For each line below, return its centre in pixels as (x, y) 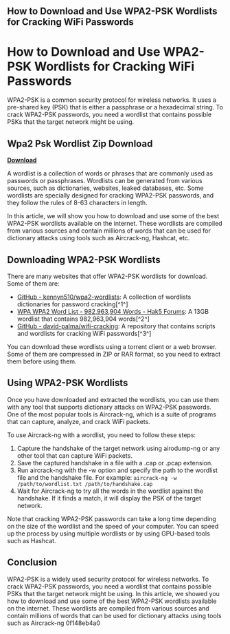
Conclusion (32, 563)
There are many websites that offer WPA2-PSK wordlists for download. (107, 276)
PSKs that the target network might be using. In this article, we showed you (113, 593)
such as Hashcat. (32, 540)
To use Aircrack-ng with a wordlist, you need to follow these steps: (102, 435)
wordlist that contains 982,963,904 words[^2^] (83, 319)
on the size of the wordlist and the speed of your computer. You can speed (113, 526)
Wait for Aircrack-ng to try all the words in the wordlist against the (110, 491)
